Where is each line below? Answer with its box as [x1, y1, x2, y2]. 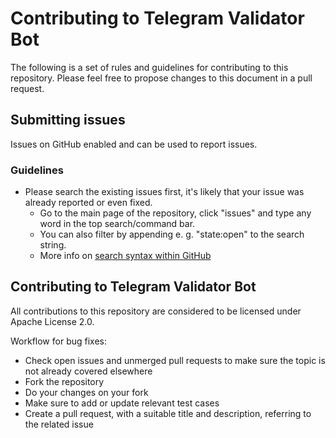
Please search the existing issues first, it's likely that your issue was [24, 186, 305, 198]
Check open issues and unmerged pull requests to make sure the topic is [24, 354, 326, 366]
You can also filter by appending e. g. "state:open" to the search [39, 228, 305, 241]
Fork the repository [24, 375, 105, 387]
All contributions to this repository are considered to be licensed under [10, 305, 302, 317]
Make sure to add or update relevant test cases [24, 397, 220, 409]
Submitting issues [10, 112, 126, 129]
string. [39, 239, 67, 251]
